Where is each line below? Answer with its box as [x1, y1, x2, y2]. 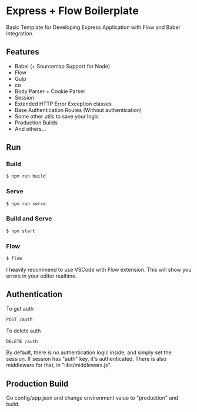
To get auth [6, 305, 34, 312]
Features [6, 47, 39, 57]
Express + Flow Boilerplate [6, 4, 139, 18]
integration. [6, 29, 34, 37]
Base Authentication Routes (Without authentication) [14, 106, 142, 113]
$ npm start [6, 228, 35, 234]
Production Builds [14, 119, 58, 126]
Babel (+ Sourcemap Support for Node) [14, 62, 111, 70]
